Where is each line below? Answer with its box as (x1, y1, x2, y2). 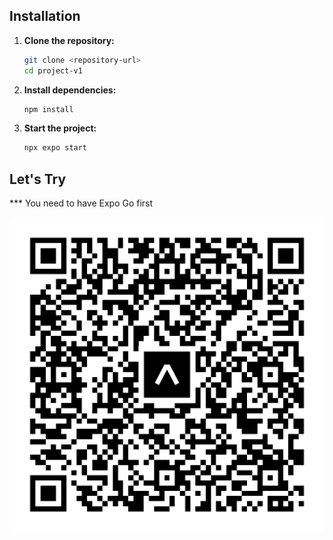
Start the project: (23, 122, 97, 134)
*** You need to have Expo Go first (9, 197, 154, 209)
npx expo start (23, 143, 88, 153)
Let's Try (9, 170, 67, 188)
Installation (9, 8, 81, 25)
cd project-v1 (23, 65, 83, 76)
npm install (23, 104, 74, 114)
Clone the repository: (23, 34, 115, 46)
